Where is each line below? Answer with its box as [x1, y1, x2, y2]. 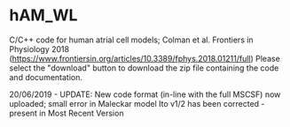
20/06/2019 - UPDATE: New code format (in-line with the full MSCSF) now [9, 89, 281, 100]
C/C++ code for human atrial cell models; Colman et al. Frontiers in [9, 34, 255, 45]
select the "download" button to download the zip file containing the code [9, 63, 279, 73]
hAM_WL [9, 5, 78, 26]
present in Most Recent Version [9, 108, 124, 118]
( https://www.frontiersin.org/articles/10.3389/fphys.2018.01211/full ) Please [9, 53, 281, 63]
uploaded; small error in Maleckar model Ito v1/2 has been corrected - [9, 98, 265, 108]
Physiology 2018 [9, 43, 69, 54]
